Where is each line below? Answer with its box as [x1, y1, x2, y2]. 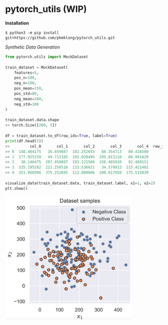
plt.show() [5, 186, 28, 191]
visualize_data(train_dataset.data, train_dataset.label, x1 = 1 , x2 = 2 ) [5, 181, 155, 186]
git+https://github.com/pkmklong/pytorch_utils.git [5, 35, 115, 40]
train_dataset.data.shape [5, 117, 59, 123]
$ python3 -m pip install [5, 30, 59, 35]
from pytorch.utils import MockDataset [5, 54, 88, 59]
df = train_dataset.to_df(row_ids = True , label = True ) [5, 133, 117, 138]
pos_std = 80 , [14, 91, 39, 96]
